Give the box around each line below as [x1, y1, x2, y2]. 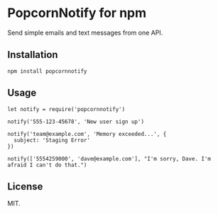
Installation [7, 49, 58, 61]
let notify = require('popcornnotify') [7, 105, 126, 113]
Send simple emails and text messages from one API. [7, 28, 163, 37]
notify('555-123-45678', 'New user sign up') [7, 118, 144, 125]
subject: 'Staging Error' [13, 137, 91, 144]
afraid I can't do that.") [7, 161, 87, 168]
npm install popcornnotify [7, 67, 87, 75]
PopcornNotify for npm [7, 5, 147, 21]
